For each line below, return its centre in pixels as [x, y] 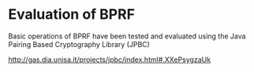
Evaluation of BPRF [72, 14]
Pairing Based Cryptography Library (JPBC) [79, 44]
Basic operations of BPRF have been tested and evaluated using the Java [127, 36]
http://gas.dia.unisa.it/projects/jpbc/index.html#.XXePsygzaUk [110, 59]
